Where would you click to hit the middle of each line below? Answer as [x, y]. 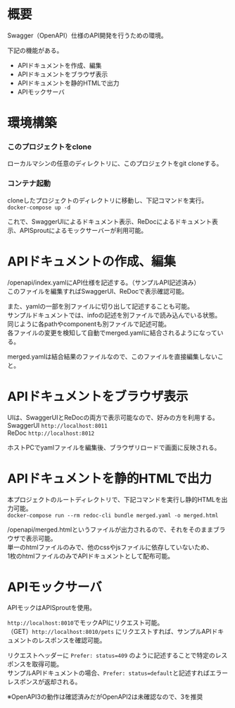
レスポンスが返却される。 [44, 682]
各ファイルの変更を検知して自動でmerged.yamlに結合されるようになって [113, 332]
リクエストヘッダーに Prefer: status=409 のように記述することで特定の [112, 655]
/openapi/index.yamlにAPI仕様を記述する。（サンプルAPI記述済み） [104, 282]
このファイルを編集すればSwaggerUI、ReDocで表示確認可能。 [98, 291]
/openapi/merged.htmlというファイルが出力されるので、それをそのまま [110, 529]
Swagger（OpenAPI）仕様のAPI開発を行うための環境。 [87, 35]
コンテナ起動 [29, 184]
